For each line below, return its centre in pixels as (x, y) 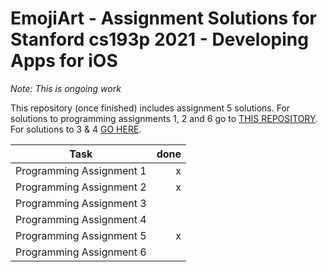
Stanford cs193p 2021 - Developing (159, 39)
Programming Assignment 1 (81, 170)
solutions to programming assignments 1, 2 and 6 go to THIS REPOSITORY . (164, 118)
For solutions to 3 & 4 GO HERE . (76, 129)
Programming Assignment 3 (81, 203)
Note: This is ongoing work (66, 88)
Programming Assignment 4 (81, 219)
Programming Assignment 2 (81, 187)
